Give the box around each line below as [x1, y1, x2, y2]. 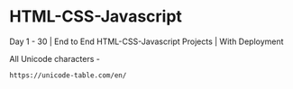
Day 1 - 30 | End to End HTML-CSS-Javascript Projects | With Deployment [9, 36, 284, 47]
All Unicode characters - [9, 53, 101, 64]
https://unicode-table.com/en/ [9, 70, 127, 80]
